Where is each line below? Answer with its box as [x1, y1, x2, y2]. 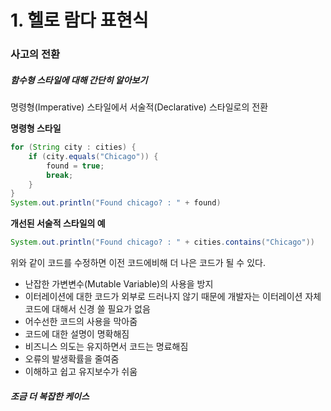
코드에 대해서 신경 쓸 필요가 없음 [24, 303, 151, 315]
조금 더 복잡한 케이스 [10, 390, 90, 402]
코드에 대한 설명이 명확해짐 [24, 328, 130, 340]
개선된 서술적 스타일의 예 [10, 217, 106, 230]
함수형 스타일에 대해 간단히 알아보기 [10, 74, 148, 86]
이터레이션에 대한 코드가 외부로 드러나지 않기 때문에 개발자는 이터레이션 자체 [24, 291, 322, 303]
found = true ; [46, 161, 105, 171]
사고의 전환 [10, 47, 61, 61]
